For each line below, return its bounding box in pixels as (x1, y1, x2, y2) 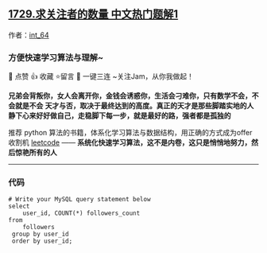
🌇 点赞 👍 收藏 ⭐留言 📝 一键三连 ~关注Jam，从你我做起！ (8, 72, 195, 81)
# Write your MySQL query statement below (8, 196, 151, 204)
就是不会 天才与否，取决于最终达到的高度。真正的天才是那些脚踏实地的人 (14, 101, 254, 111)
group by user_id (11, 230, 69, 239)
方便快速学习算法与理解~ (8, 52, 104, 63)
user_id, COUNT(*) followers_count (22, 209, 141, 217)
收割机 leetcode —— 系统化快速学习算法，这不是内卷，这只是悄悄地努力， (8, 138, 252, 147)
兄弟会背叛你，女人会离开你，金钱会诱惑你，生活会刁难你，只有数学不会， (8, 91, 252, 101)
